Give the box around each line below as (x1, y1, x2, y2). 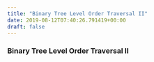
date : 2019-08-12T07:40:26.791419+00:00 (7, 17, 127, 24)
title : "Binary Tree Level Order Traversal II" (7, 10, 148, 17)
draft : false (7, 23, 45, 30)
